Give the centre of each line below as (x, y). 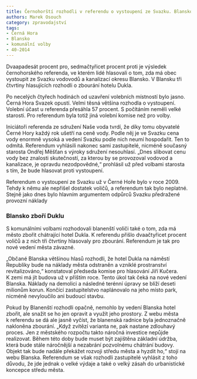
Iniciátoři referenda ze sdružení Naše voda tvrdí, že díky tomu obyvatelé (93, 126)
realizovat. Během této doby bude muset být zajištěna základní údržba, (92, 339)
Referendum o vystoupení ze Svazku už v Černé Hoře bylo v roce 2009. (93, 182)
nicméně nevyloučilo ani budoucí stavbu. (55, 296)
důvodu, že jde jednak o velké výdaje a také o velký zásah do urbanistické (96, 364)
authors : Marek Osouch (34, 17)
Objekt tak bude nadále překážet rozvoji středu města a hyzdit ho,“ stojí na (96, 351)
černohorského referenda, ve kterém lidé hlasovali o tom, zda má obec (91, 73)
